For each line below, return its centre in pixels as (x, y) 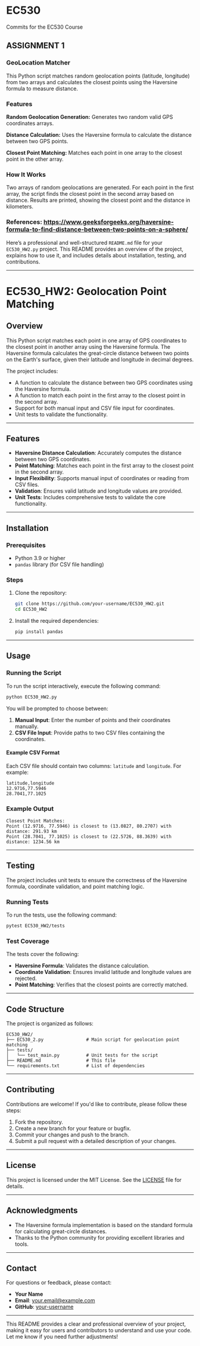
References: (24, 222)
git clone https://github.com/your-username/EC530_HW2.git (90, 604)
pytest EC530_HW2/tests (36, 926)
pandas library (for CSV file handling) (59, 564)
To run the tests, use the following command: (62, 915)
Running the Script (34, 673)
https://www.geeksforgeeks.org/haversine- (109, 222)
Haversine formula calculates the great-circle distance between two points (98, 353)
